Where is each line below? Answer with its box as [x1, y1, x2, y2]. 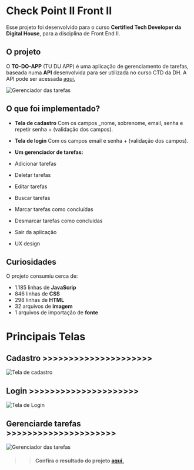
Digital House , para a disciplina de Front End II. [6, 29, 121, 37]
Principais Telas [6, 330, 86, 343]
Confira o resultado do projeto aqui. [35, 457, 125, 464]
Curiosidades [6, 257, 57, 267]
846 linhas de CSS [14, 290, 61, 297]
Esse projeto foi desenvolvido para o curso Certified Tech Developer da [6, 24, 181, 31]
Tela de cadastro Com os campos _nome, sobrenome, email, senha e [14, 119, 183, 126]
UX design [14, 240, 41, 247]
